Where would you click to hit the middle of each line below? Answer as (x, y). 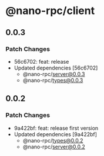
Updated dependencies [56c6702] (56, 68)
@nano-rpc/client (50, 11)
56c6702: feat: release (41, 61)
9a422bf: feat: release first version (56, 128)
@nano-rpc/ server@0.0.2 (54, 147)
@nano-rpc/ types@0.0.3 (53, 80)
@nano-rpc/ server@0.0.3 (54, 74)
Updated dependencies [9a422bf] (56, 134)
